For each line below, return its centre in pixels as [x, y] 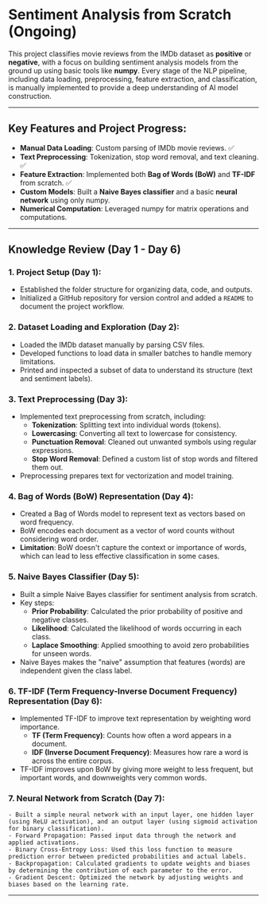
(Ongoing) [43, 31]
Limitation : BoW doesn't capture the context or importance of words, [133, 548]
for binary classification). [56, 829]
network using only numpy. [65, 200]
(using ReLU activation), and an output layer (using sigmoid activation [133, 822]
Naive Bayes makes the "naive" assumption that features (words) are [132, 662]
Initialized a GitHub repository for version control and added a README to [137, 298]
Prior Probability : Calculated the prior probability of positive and [137, 611]
